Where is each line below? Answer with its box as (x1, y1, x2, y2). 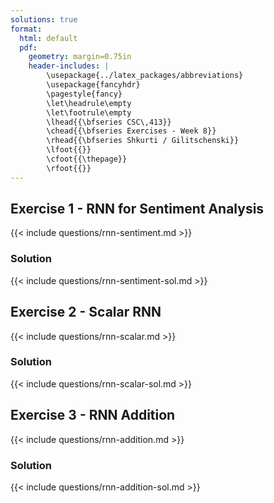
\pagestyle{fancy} (46, 89, 123, 99)
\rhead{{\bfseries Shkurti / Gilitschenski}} (46, 136, 240, 146)
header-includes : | (28, 61, 110, 71)
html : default (19, 33, 78, 43)
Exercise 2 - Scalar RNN (10, 304, 162, 321)
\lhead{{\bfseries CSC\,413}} (46, 117, 172, 127)
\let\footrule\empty (46, 107, 132, 118)
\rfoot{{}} (46, 163, 92, 173)
